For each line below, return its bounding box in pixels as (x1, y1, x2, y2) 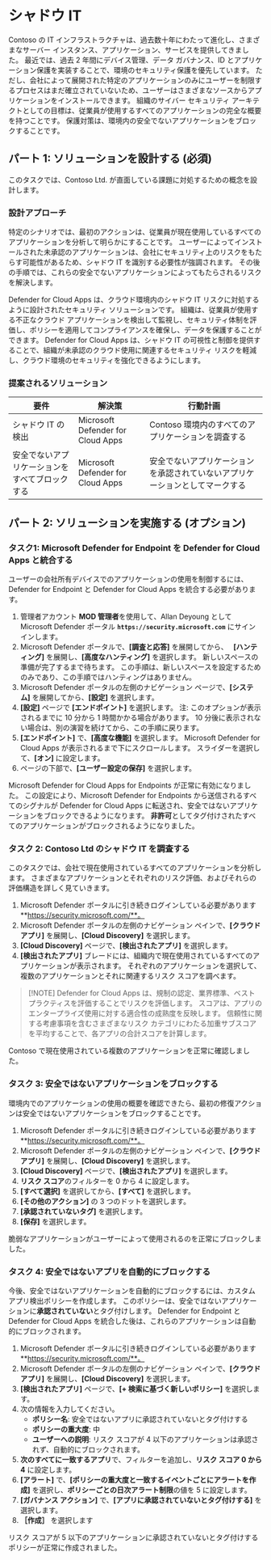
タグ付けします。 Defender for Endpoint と (99, 1306, 241, 1316)
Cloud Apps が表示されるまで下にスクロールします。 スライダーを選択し (19, 743, 261, 753)
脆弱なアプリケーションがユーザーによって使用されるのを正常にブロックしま (8, 1233, 262, 1243)
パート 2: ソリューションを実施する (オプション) (8, 516, 246, 530)
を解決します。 (8, 277, 58, 287)
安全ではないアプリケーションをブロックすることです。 (22, 1108, 206, 1118)
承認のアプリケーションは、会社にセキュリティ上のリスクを (50, 247, 248, 257)
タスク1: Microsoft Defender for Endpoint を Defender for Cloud (8, 542, 261, 553)
